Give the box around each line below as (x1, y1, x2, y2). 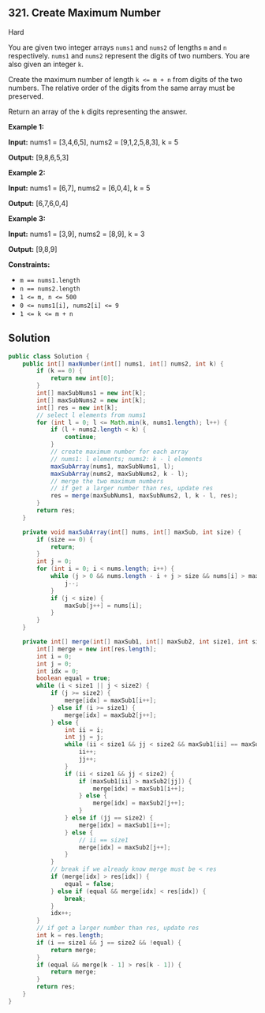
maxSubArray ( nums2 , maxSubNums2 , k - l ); (50, 470, 189, 478)
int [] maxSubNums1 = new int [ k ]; (36, 389, 147, 397)
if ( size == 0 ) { (36, 535, 93, 543)
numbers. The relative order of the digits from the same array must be (8, 83, 235, 92)
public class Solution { (8, 352, 90, 360)
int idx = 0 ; (36, 667, 80, 675)
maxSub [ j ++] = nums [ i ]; (64, 602, 144, 610)
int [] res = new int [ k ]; (36, 403, 118, 411)
